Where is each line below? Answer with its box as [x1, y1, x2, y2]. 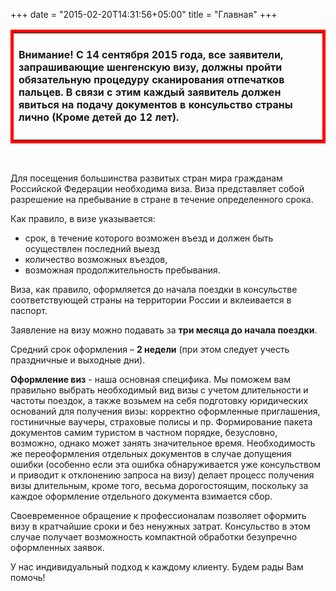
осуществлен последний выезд [24, 242, 160, 254]
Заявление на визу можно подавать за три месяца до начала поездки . [10, 324, 318, 336]
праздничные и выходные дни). [10, 354, 146, 366]
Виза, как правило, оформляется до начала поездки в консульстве [10, 283, 298, 295]
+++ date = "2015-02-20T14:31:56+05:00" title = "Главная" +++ [10, 9, 278, 20]
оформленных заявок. [10, 541, 105, 553]
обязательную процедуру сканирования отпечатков [18, 73, 285, 87]
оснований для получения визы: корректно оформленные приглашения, [10, 405, 321, 417]
